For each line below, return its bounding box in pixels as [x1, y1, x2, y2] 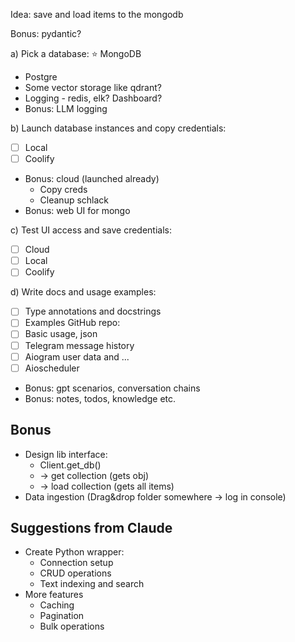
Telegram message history [24, 339, 135, 351]
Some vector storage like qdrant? [24, 82, 162, 93]
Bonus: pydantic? [10, 28, 82, 39]
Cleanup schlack [39, 194, 110, 206]
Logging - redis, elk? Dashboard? [24, 92, 163, 104]
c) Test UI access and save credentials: [10, 224, 172, 236]
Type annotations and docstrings [24, 305, 162, 318]
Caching [39, 599, 75, 611]
